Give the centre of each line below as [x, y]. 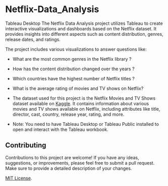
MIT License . [19, 178]
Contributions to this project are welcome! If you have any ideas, [72, 157]
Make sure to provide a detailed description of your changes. [69, 168]
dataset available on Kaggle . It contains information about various [81, 103]
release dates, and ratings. [33, 39]
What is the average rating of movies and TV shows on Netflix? [78, 88]
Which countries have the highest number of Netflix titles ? [73, 78]
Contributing [26, 145]
